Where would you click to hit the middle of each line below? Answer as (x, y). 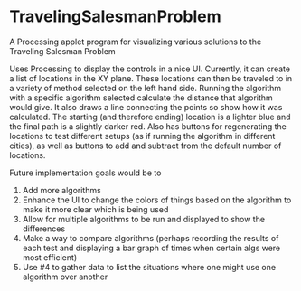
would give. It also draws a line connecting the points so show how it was (146, 107)
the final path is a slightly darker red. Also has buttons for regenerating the (148, 126)
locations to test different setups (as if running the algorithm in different (142, 136)
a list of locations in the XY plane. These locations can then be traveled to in (151, 78)
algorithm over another (65, 277)
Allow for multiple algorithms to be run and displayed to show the (143, 219)
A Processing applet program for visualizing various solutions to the (136, 42)
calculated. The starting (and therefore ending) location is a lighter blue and (150, 117)
